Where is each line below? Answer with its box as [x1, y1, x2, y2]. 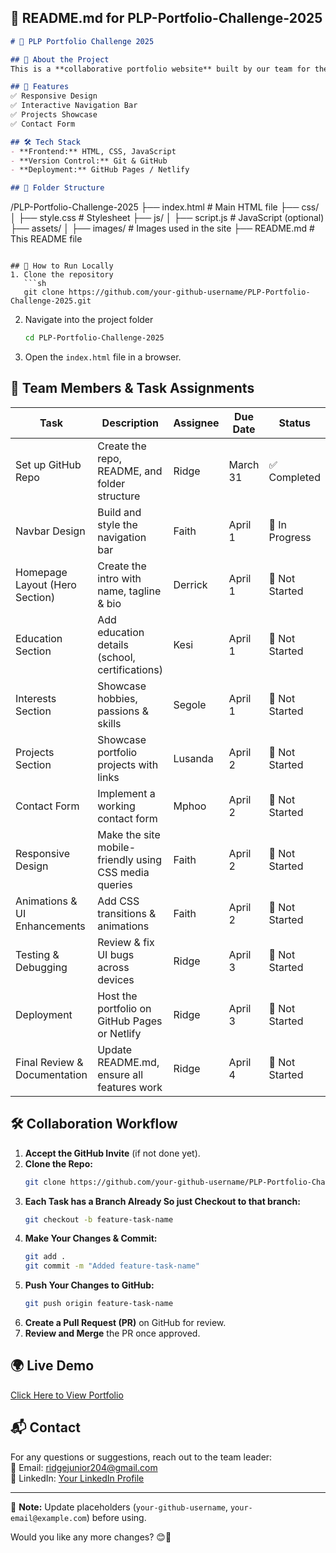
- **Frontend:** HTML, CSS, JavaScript [10, 146, 177, 156]
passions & [97, 704, 149, 718]
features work [97, 1080, 163, 1094]
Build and [97, 505, 142, 519]
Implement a [97, 786, 156, 800]
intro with [97, 571, 142, 585]
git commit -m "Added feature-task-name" [24, 1261, 201, 1271]
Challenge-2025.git [10, 296, 92, 306]
